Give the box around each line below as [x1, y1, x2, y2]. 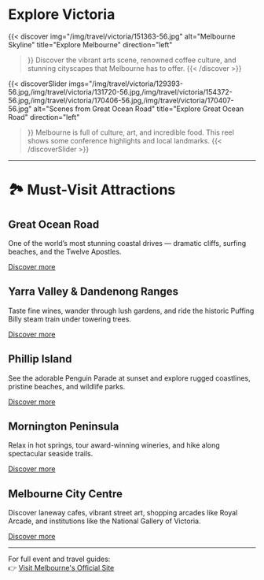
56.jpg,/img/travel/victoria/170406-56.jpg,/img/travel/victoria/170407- [8, 95, 234, 105]
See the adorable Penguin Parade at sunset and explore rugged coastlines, [8, 373, 251, 383]
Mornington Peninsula [8, 419, 119, 433]
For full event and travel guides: [8, 554, 111, 564]
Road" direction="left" [8, 112, 80, 121]
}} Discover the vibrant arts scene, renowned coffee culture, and [27, 55, 237, 65]
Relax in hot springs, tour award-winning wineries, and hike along [8, 441, 220, 450]
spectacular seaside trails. [8, 449, 93, 459]
